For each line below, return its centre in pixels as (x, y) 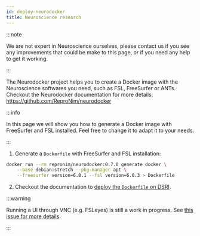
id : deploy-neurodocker (36, 12)
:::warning (19, 198)
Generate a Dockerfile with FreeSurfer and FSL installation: (88, 154)
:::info (13, 112)
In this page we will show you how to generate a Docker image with (89, 124)
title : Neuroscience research (44, 17)
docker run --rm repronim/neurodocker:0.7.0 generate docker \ (87, 164)
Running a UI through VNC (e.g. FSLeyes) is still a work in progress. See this (100, 210)
